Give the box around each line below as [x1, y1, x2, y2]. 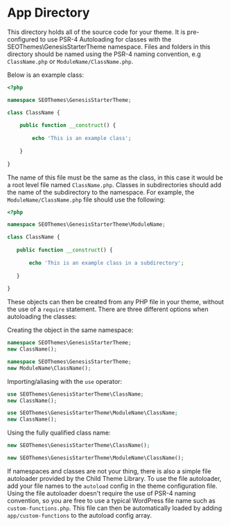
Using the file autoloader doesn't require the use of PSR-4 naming [7, 489, 196, 497]
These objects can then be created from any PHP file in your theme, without [7, 298, 224, 306]
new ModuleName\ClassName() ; [7, 365, 91, 371]
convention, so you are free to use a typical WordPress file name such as [7, 496, 216, 505]
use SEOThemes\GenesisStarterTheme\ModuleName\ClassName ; [7, 410, 178, 417]
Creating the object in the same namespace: [7, 326, 134, 334]
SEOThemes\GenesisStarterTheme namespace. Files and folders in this [7, 42, 211, 51]
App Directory [7, 5, 90, 21]
